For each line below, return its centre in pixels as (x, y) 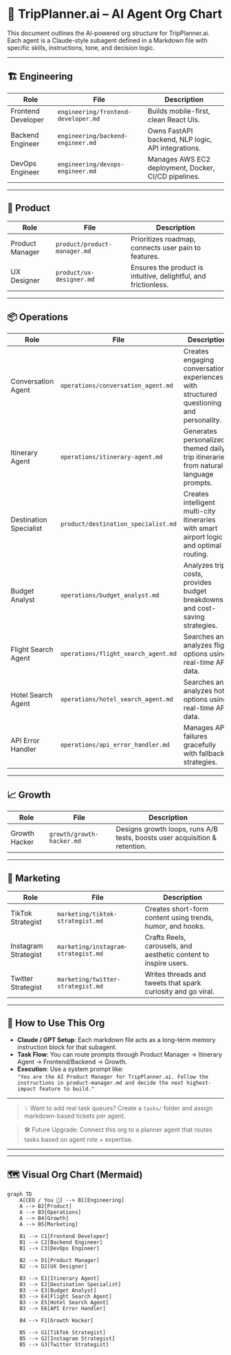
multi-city (199, 511)
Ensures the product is (167, 267)
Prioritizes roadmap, (163, 239)
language (198, 474)
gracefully (200, 745)
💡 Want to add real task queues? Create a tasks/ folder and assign (118, 1108)
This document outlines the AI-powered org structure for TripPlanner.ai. (108, 33)
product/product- (84, 244)
